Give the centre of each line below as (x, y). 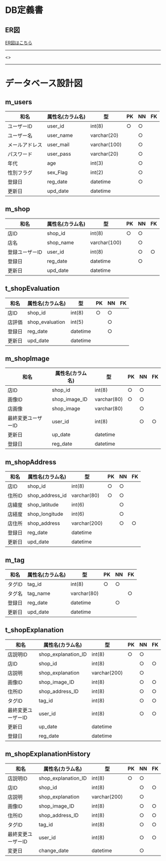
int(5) (77, 322)
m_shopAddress (31, 462)
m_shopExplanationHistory (48, 754)
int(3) (97, 163)
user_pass (59, 154)
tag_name (39, 593)
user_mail (58, 145)
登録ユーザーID (25, 252)
